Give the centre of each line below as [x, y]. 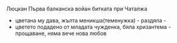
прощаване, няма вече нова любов [61, 33]
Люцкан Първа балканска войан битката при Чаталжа [77, 9]
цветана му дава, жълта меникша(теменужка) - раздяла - [91, 20]
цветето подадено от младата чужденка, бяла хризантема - [93, 27]
